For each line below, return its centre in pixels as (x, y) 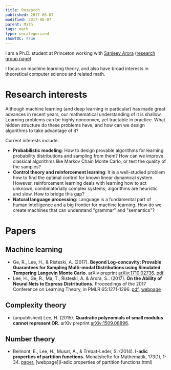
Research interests (46, 95)
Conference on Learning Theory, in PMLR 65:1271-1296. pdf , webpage (87, 289)
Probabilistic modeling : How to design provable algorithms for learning (88, 150)
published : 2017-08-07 (29, 15)
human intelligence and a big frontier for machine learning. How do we (87, 205)
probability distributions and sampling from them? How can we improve (88, 156)
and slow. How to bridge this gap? (48, 194)
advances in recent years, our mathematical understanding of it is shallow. (84, 114)
